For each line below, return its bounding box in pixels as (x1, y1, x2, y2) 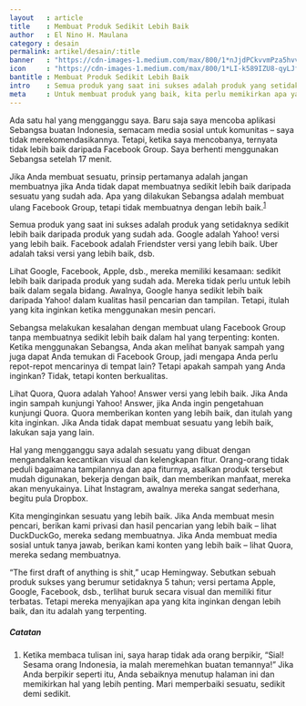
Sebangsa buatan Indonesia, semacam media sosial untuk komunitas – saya (9, 124, 294, 135)
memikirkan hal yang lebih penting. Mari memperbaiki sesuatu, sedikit (22, 679, 285, 690)
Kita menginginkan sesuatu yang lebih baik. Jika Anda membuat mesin (9, 511, 275, 522)
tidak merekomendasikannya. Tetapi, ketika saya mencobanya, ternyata (9, 134, 278, 145)
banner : (9, 56, 51, 65)
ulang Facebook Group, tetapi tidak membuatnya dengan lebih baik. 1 (9, 200, 267, 212)
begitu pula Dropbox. (9, 493, 88, 504)
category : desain (9, 38, 79, 48)
